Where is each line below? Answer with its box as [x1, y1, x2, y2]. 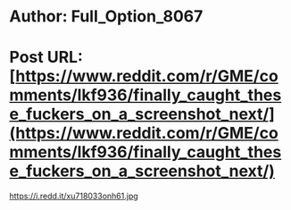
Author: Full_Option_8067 [9, 6, 204, 27]
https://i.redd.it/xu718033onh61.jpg [9, 190, 138, 202]
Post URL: [9, 47, 83, 68]
